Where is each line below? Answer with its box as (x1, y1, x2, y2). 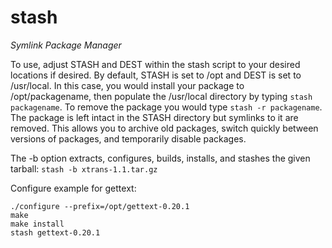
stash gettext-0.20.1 (10, 227, 101, 238)
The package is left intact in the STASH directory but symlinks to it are (10, 111, 299, 123)
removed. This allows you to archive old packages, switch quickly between (10, 122, 319, 134)
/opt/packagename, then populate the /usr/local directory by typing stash (10, 90, 313, 102)
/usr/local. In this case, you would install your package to (10, 79, 245, 91)
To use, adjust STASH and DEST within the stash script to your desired (10, 58, 301, 70)
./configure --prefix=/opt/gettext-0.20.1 (10, 201, 190, 211)
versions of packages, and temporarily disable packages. (10, 132, 247, 145)
